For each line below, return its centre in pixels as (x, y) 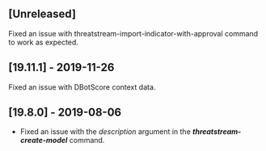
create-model (44, 141)
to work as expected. (44, 42)
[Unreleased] (42, 14)
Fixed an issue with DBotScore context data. (82, 87)
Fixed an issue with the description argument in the (106, 132)
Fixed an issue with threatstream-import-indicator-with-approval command (133, 33)
